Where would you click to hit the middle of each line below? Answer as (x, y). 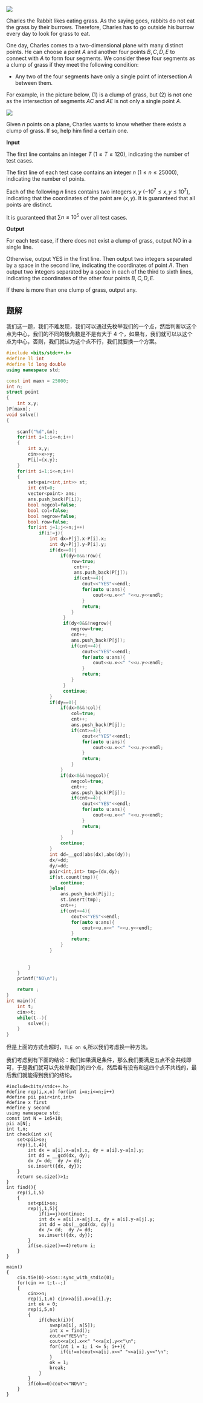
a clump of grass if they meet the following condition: (72, 65)
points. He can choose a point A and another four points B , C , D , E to (91, 52)
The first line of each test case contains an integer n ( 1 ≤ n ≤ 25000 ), (92, 172)
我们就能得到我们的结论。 (43, 1075)
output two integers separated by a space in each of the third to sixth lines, (100, 272)
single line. (20, 247)
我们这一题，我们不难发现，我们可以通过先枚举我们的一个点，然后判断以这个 (101, 326)
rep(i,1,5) (31, 1193)
